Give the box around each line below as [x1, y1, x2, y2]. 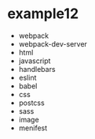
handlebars [18, 64, 56, 73]
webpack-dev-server [18, 39, 88, 48]
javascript [18, 56, 51, 66]
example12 [7, 5, 79, 23]
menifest [18, 123, 48, 133]
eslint [18, 73, 37, 82]
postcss [18, 98, 45, 107]
